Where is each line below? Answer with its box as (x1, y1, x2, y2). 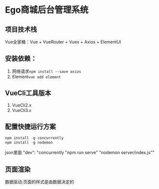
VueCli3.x (12, 107, 31, 113)
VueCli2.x (12, 102, 32, 108)
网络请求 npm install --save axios (12, 68, 81, 74)
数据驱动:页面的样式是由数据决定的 (5, 179, 74, 185)
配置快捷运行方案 (5, 123, 56, 131)
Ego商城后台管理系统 (5, 4, 88, 16)
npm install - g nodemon (5, 140, 53, 145)
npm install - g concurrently (5, 136, 64, 141)
